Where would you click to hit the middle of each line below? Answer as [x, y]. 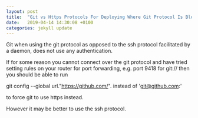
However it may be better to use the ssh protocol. [66, 109]
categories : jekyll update [39, 28]
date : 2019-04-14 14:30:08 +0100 [50, 22]
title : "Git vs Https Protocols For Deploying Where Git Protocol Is [95, 17]
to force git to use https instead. [45, 97]
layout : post [22, 11]
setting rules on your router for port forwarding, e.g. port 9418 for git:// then [98, 69]
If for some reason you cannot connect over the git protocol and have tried [97, 62]
